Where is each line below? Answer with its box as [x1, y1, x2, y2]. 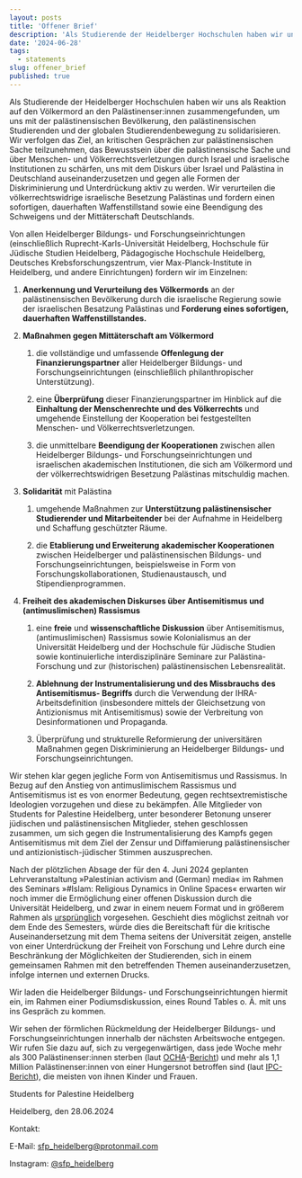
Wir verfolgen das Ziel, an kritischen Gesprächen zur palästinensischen [9, 134, 274, 145]
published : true [9, 72, 70, 81]
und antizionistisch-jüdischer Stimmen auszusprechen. [9, 846, 213, 857]
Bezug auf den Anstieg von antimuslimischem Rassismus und [9, 780, 236, 790]
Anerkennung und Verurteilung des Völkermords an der [22, 284, 235, 295]
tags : [9, 47, 30, 56]
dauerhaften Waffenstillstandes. [22, 312, 147, 324]
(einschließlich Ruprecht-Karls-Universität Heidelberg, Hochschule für [9, 237, 270, 248]
